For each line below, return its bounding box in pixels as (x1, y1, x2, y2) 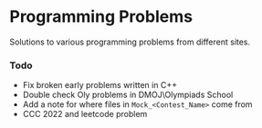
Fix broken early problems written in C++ (22, 80, 178, 91)
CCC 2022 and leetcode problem (22, 109, 148, 120)
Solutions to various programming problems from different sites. (9, 36, 251, 47)
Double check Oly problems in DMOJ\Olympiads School (22, 89, 234, 101)
